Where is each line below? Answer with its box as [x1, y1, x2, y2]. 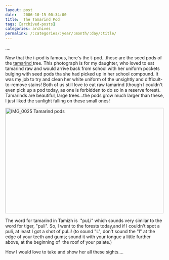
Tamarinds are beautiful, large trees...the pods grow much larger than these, [5, 92, 164, 98]
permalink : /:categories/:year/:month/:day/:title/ [5, 31, 116, 36]
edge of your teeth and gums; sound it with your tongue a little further [5, 234, 151, 240]
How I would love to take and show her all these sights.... [5, 249, 124, 255]
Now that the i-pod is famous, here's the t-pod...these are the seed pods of [5, 55, 162, 61]
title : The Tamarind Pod [5, 17, 60, 22]
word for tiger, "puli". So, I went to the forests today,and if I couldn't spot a [5, 223, 160, 229]
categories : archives [5, 26, 51, 31]
